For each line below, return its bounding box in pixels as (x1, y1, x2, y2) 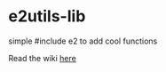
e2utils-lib (8, 6, 86, 27)
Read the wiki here (8, 52, 76, 63)
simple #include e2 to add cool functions (8, 36, 158, 46)
